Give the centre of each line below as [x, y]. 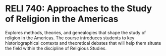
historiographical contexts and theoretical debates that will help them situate [83, 43]
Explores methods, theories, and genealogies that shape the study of [76, 32]
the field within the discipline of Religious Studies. [56, 48]
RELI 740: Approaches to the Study [79, 9]
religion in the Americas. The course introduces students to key [70, 38]
